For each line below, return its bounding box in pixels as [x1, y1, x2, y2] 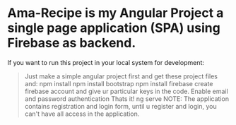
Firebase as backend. [7, 35, 136, 51]
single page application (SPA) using [7, 20, 220, 36]
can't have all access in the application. [24, 109, 140, 118]
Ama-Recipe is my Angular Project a [7, 5, 224, 21]
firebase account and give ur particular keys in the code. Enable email [24, 87, 228, 95]
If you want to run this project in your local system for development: [7, 58, 205, 66]
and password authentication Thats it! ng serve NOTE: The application [24, 94, 230, 103]
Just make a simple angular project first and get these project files [24, 72, 218, 81]
